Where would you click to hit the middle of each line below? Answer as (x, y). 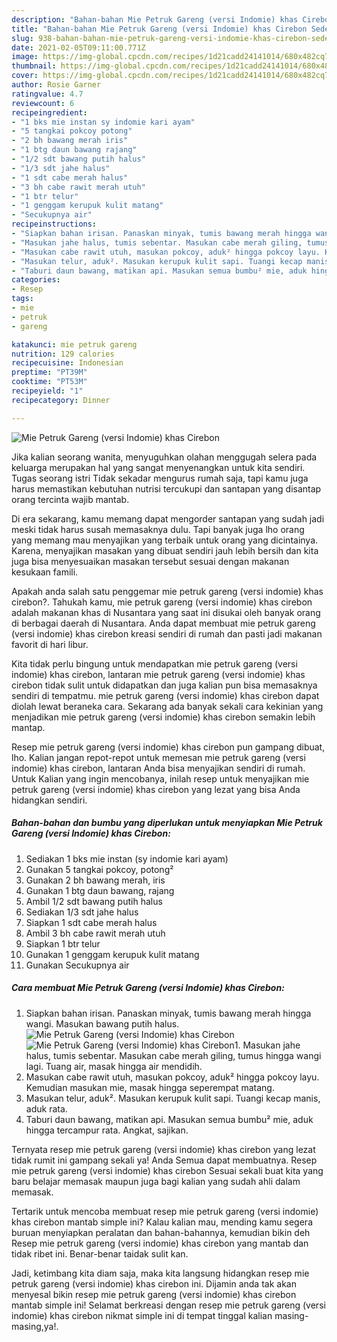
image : (25, 57)
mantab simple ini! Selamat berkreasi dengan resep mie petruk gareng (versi (168, 1305)
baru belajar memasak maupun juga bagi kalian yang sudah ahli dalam (156, 1181)
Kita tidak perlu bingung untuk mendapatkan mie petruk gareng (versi (154, 663)
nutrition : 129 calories (63, 354)
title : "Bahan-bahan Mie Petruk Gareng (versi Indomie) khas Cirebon (159, 29)
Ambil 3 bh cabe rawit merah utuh (95, 933)
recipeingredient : (49, 112)
